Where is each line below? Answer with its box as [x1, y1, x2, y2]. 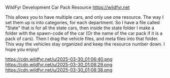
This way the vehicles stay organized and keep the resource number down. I [5, 41, 165, 47]
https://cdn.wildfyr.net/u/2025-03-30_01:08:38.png [5, 67, 113, 73]
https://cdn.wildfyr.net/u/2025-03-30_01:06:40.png [5, 56, 113, 62]
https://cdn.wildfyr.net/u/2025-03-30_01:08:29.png [5, 62, 113, 67]
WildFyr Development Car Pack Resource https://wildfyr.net [5, 5, 130, 10]
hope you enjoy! [5, 47, 39, 52]
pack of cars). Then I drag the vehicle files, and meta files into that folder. [5, 35, 159, 42]
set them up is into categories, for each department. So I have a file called [5, 20, 160, 25]
